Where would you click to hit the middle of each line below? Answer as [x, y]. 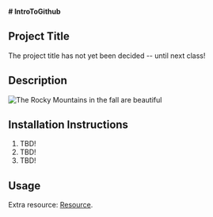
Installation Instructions [68, 125]
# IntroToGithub [34, 12]
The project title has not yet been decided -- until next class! [107, 56]
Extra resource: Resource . [51, 205]
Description [38, 81]
